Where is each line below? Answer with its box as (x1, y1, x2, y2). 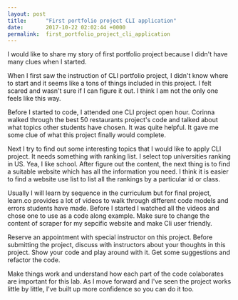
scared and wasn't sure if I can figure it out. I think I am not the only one (7, 86, 219, 95)
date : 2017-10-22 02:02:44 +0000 (7, 24, 126, 31)
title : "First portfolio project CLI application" (7, 17, 177, 24)
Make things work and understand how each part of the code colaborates (7, 269, 224, 279)
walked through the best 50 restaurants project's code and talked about (7, 116, 219, 124)
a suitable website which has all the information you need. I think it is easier (7, 167, 229, 176)
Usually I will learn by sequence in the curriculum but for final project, (7, 189, 212, 197)
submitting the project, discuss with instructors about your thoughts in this (7, 241, 226, 249)
